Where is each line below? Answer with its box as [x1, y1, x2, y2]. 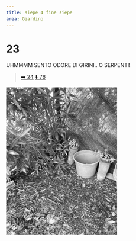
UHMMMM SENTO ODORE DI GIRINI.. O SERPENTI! [6, 62, 131, 69]
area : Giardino [6, 15, 44, 22]
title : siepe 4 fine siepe [6, 9, 73, 15]
